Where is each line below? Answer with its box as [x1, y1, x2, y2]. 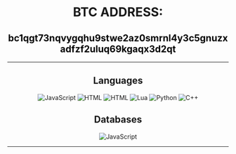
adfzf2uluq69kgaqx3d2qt [60, 43, 176, 55]
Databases [93, 113, 143, 126]
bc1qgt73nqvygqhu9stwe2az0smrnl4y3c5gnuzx [8, 32, 228, 44]
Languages [93, 75, 143, 87]
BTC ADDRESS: [72, 4, 164, 20]
